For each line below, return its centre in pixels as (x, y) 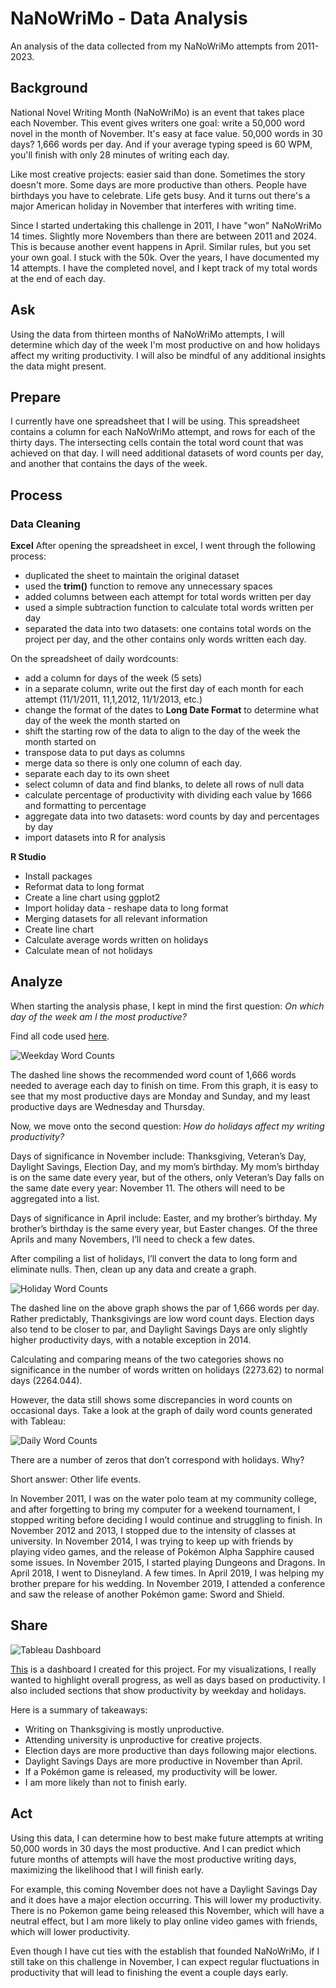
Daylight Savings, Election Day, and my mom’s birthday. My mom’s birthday (165, 1166)
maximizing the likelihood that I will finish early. (107, 1869)
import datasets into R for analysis (95, 838)
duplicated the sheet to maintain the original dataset (132, 576)
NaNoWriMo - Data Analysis (129, 18)
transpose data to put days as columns (105, 753)
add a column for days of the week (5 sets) (113, 678)
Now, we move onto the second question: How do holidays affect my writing (167, 1126)
